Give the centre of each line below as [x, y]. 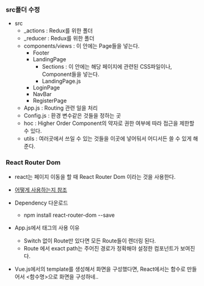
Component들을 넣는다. [71, 74]
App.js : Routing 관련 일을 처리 [61, 108]
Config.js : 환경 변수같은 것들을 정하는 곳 [72, 116]
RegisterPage [50, 101]
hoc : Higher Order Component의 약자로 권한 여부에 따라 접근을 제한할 [109, 123]
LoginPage [46, 88]
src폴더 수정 [23, 9]
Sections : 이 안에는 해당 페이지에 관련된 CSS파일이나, [107, 67]
